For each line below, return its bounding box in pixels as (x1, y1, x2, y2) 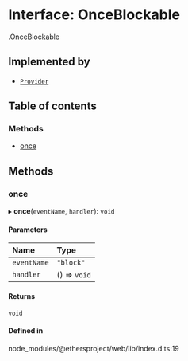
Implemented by (8, 55, 90, 69)
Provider (19, 77, 49, 85)
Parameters (8, 225, 48, 234)
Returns (8, 291, 36, 300)
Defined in (8, 326, 44, 335)
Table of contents (8, 100, 97, 113)
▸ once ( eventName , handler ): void (8, 206, 115, 216)
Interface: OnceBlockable (8, 6, 181, 24)
